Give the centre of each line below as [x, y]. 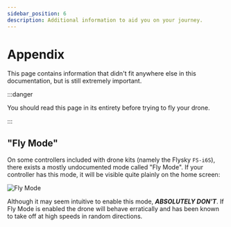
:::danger [20, 94]
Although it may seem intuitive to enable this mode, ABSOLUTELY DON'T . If [115, 201]
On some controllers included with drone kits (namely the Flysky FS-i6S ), [111, 160]
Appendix [36, 54]
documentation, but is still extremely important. [75, 81]
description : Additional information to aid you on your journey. [105, 20]
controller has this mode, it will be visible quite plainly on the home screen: [114, 175]
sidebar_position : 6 [37, 14]
